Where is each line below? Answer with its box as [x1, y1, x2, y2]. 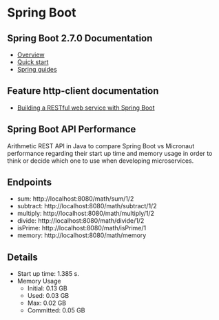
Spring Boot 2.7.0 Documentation [7, 32, 153, 44]
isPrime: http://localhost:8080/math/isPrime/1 [17, 224, 147, 232]
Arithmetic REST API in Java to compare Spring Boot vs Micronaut [7, 141, 195, 150]
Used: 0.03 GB [27, 292, 70, 300]
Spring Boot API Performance [7, 123, 136, 135]
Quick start [17, 58, 49, 66]
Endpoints [7, 177, 52, 188]
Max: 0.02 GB [27, 299, 67, 308]
